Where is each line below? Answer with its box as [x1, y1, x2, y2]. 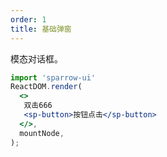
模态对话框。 [10, 52, 63, 65]
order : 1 [10, 14, 47, 25]
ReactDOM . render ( [10, 82, 83, 92]
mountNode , [19, 128, 65, 138]
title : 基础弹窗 [10, 24, 72, 34]
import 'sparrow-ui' [10, 72, 97, 83]
